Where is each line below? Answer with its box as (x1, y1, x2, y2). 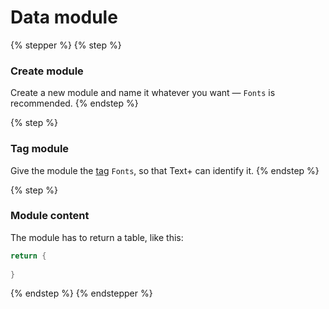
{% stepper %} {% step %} (10, 39, 122, 51)
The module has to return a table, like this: (10, 231, 184, 243)
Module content (10, 209, 90, 223)
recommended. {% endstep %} (10, 97, 139, 110)
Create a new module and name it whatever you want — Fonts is (10, 87, 276, 99)
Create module (10, 64, 84, 78)
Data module (10, 6, 118, 29)
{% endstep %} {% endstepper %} (10, 287, 153, 300)
